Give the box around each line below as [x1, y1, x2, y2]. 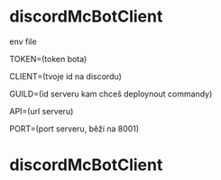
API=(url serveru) [9, 105, 74, 116]
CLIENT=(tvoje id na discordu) [9, 70, 122, 82]
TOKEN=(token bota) [9, 53, 87, 64]
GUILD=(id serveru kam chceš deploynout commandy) [9, 88, 213, 99]
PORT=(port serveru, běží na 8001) [9, 123, 140, 134]
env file [9, 36, 38, 47]
